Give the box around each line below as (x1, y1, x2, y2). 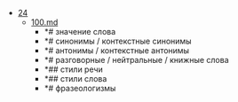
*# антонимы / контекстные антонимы (44, 45, 189, 56)
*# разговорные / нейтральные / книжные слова (44, 55, 229, 65)
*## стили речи (44, 64, 104, 75)
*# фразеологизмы (44, 83, 116, 93)
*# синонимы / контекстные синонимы (44, 35, 193, 46)
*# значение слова (44, 27, 116, 36)
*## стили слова (44, 74, 107, 83)
